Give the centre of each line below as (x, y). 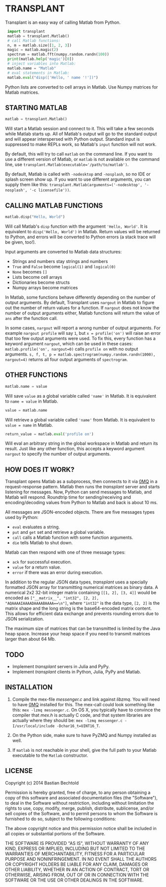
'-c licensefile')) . (50, 190)
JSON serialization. (25, 619)
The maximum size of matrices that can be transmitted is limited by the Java (83, 628)
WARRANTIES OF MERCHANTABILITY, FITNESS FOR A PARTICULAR (75, 854)
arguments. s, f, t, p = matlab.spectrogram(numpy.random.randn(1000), (80, 354)
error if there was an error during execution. (57, 573)
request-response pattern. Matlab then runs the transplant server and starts (83, 487)
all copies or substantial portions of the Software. (55, 834)
